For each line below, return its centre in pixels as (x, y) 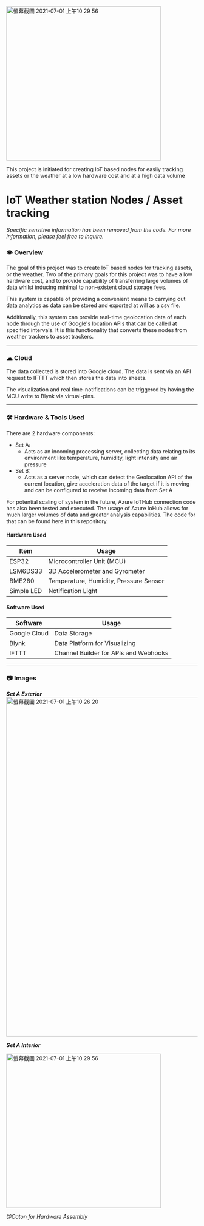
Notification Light (73, 591)
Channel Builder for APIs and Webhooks (111, 653)
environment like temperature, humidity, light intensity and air (101, 458)
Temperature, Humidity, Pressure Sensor (106, 581)
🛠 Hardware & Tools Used (45, 418)
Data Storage (73, 634)
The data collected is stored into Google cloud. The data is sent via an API (99, 371)
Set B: (22, 470)
